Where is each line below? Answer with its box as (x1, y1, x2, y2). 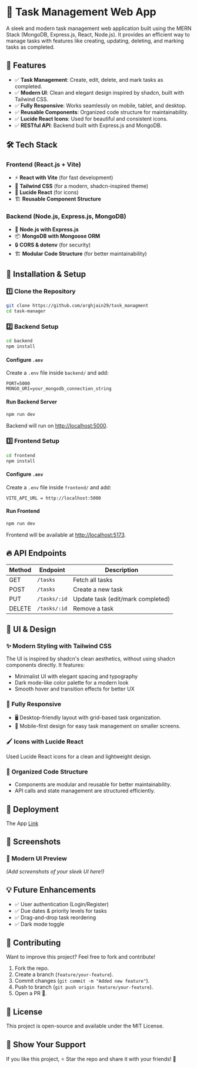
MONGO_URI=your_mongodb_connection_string (6, 386, 112, 392)
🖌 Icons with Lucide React (6, 737, 84, 746)
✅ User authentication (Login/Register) (14, 900, 109, 907)
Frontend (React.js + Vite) (6, 161, 81, 169)
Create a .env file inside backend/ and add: (6, 369, 109, 376)
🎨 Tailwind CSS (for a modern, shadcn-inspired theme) (14, 182, 149, 190)
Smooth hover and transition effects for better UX (14, 685, 135, 693)
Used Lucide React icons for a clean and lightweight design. (6, 753, 152, 760)
